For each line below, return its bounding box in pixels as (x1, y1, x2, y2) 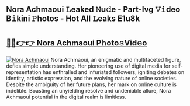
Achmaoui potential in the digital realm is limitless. (6, 93, 127, 100)
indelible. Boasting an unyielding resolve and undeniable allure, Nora (6, 87, 171, 94)
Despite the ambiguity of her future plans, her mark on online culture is (6, 81, 177, 88)
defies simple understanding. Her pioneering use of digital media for (6, 62, 171, 69)
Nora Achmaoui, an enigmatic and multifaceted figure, (50, 56, 181, 63)
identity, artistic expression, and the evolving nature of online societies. (6, 75, 178, 82)
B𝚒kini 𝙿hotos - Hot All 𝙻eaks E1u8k (6, 14, 140, 24)
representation (6, 69, 42, 75)
